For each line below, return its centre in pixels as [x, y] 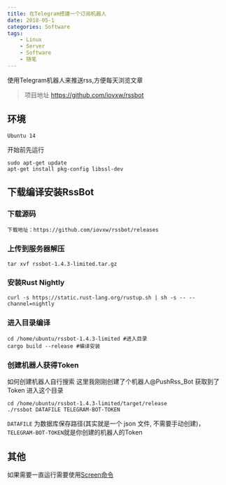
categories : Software [39, 27]
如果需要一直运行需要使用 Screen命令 [61, 475]
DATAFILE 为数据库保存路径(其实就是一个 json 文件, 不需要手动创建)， [106, 423]
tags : [15, 33]
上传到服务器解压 [36, 249]
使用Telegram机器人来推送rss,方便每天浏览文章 [75, 80]
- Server [33, 46]
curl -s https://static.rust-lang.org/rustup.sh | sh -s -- [97, 297]
